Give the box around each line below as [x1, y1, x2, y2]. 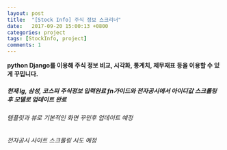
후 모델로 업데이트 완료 [7, 95, 67, 103]
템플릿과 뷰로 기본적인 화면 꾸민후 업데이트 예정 [7, 113, 133, 121]
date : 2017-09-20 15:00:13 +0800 [7, 22, 109, 29]
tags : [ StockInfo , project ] [7, 35, 88, 42]
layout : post [7, 10, 44, 17]
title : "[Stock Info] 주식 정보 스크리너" [7, 16, 122, 23]
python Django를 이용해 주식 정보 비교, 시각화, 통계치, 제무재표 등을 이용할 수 [7, 61, 213, 69]
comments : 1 [7, 42, 41, 48]
